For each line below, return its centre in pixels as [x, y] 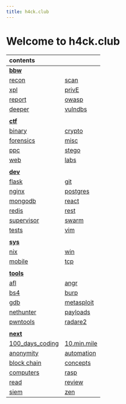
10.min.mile [81, 343]
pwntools [22, 322]
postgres [77, 191]
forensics [22, 140]
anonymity [24, 353]
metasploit [79, 302]
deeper [19, 109]
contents [22, 60]
